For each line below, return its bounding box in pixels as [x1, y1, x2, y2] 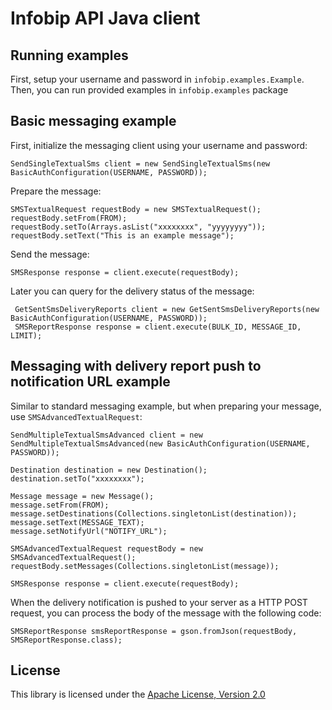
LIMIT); [10, 330, 43, 341]
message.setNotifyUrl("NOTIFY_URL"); [10, 526, 168, 536]
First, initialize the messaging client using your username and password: [10, 139, 308, 151]
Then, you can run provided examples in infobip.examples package [10, 84, 289, 96]
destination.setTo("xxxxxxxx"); [10, 473, 145, 484]
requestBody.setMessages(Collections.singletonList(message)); [10, 561, 280, 571]
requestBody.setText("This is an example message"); [10, 230, 235, 241]
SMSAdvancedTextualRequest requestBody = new [10, 543, 203, 554]
